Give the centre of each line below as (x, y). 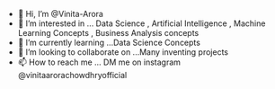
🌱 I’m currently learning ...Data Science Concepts (109, 42)
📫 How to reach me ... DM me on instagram (99, 62)
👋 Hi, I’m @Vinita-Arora (60, 14)
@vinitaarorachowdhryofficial (72, 75)
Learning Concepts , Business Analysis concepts (108, 33)
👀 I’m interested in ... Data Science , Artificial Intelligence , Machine (142, 23)
